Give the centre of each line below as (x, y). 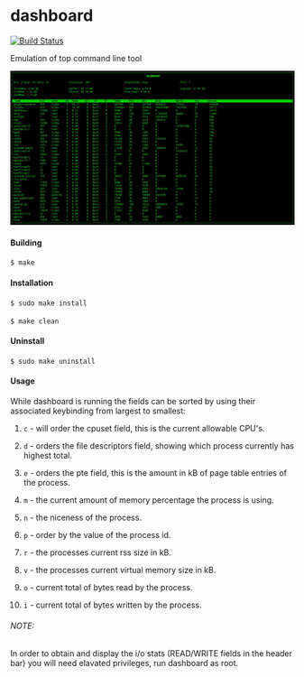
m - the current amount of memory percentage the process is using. (148, 500)
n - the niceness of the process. (83, 517)
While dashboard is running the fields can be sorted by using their (133, 401)
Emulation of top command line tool (76, 58)
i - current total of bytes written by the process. (112, 605)
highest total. (48, 455)
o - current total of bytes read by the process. (108, 587)
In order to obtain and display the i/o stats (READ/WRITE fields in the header (151, 654)
